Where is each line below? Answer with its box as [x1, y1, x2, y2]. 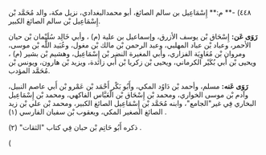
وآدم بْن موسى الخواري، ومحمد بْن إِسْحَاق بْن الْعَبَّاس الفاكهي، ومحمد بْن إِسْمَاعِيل [8, 90, 249, 100]
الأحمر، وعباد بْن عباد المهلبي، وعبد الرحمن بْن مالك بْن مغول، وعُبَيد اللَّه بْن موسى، [8, 40, 252, 50]
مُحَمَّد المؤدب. [8, 66, 51, 75]
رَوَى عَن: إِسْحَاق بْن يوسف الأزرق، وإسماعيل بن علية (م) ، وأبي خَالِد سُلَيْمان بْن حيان [8, 32, 258, 41]
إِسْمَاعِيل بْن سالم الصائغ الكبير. [8, 16, 101, 26]
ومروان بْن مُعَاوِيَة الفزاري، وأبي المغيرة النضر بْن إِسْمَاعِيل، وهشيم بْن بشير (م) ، [8, 49, 246, 58]
